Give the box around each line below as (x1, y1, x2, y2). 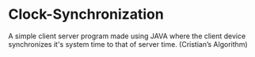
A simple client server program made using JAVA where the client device (8, 31, 246, 41)
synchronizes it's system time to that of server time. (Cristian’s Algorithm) (8, 39, 248, 48)
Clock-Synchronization (8, 5, 164, 23)
